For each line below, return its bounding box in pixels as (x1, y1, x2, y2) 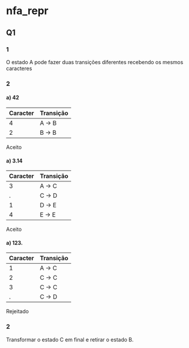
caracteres (6, 65, 32, 72)
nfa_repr (6, 4, 49, 18)
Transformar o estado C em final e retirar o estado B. (6, 336, 134, 343)
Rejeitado (6, 308, 29, 315)
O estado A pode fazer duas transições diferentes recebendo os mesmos (6, 58, 184, 65)
